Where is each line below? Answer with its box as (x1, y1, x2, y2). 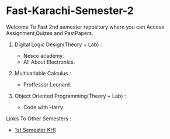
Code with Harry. (23, 103, 65, 110)
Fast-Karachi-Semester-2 (6, 4, 134, 18)
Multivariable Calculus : (14, 69, 71, 77)
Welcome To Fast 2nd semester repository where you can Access (6, 23, 165, 30)
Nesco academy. (23, 52, 64, 59)
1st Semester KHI (14, 126, 56, 133)
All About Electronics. (23, 58, 75, 65)
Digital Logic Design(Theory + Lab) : (14, 41, 102, 48)
